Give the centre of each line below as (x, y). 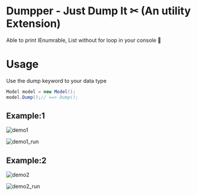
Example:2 (26, 160)
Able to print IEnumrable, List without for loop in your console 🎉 (84, 40)
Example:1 (26, 116)
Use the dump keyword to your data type (57, 81)
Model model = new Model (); (41, 92)
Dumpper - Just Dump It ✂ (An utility (98, 11)
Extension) (34, 24)
